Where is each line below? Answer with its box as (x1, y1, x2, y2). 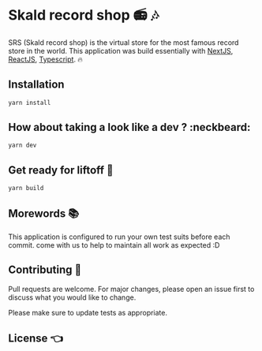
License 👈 (8, 332, 63, 345)
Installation (8, 78, 65, 91)
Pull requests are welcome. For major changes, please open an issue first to (8, 284, 255, 293)
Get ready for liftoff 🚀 (8, 163, 114, 177)
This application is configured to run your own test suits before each (8, 232, 230, 241)
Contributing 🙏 (8, 263, 82, 277)
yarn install (8, 99, 51, 106)
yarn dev (8, 141, 37, 150)
